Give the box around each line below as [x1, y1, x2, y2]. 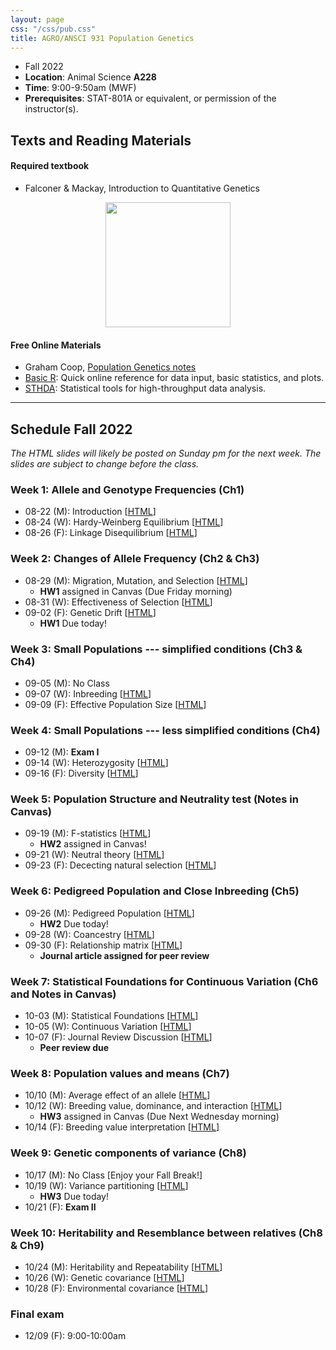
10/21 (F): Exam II [24, 1201, 97, 1213]
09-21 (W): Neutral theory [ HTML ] [24, 849, 165, 861]
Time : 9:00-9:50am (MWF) [24, 82, 137, 94]
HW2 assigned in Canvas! [39, 838, 147, 850]
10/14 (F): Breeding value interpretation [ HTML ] [24, 1121, 220, 1133]
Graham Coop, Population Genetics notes [24, 361, 197, 373]
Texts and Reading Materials [10, 132, 192, 149]
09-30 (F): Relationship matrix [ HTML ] [24, 939, 183, 951]
